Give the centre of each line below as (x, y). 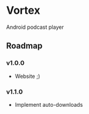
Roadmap (24, 46)
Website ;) (27, 76)
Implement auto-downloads (49, 104)
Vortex (23, 10)
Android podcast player (35, 27)
